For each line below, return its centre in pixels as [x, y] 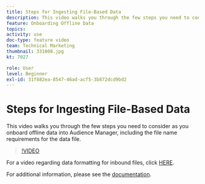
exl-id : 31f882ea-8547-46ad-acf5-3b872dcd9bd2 [67, 80]
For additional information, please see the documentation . [79, 174]
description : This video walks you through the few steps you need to [98, 18]
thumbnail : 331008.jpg [35, 52]
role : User [20, 68]
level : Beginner [27, 73]
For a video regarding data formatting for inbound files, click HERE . [91, 163]
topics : [16, 29]
